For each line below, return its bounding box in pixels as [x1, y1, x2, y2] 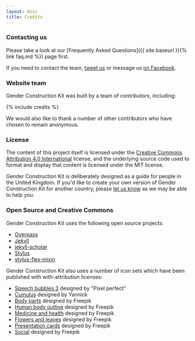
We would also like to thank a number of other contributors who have [6, 115, 172, 122]
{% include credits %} [6, 104, 60, 111]
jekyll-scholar [14, 243, 48, 250]
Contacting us [6, 33, 47, 42]
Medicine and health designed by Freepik [14, 309, 114, 316]
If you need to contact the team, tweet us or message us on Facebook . [6, 64, 176, 71]
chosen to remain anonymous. [6, 121, 79, 128]
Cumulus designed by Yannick [14, 291, 88, 298]
